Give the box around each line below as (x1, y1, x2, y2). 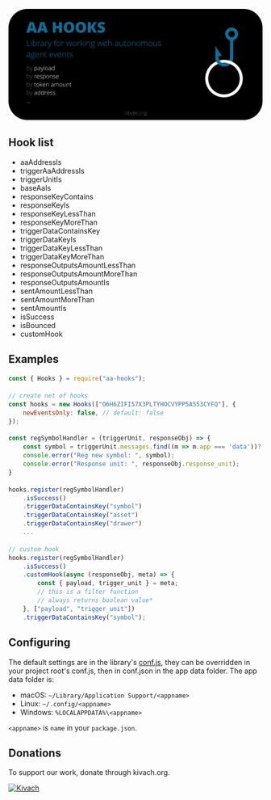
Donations (8, 746, 62, 760)
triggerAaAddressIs (19, 166, 85, 175)
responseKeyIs (19, 200, 70, 210)
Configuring (8, 636, 71, 650)
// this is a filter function (37, 587, 139, 596)
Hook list (8, 136, 54, 149)
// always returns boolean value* (37, 596, 153, 604)
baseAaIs (19, 183, 52, 192)
